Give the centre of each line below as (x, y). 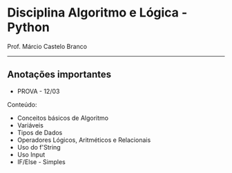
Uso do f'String (39, 147)
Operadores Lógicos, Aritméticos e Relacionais (84, 140)
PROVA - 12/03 (38, 91)
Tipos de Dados (40, 132)
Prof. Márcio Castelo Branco (47, 46)
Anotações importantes (59, 75)
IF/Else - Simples (41, 162)
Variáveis (30, 125)
